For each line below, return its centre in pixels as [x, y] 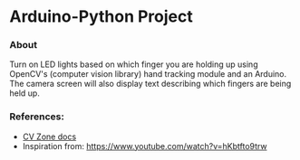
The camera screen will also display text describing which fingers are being [150, 84]
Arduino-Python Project [101, 17]
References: [37, 117]
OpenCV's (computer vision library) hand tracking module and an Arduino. [148, 74]
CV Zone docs [49, 136]
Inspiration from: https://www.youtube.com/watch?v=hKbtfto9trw [145, 146]
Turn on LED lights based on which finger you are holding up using [134, 64]
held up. [25, 93]
